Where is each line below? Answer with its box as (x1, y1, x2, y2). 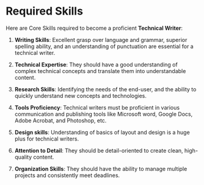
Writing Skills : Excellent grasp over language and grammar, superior (14, 36, 188, 43)
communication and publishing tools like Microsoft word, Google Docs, (14, 110, 193, 117)
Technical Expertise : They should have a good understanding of (14, 61, 178, 68)
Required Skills (5, 4, 84, 18)
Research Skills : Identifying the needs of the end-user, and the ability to (14, 85, 197, 92)
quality (14, 153, 32, 161)
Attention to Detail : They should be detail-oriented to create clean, (14, 147, 184, 154)
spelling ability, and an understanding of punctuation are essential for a (14, 43, 194, 50)
